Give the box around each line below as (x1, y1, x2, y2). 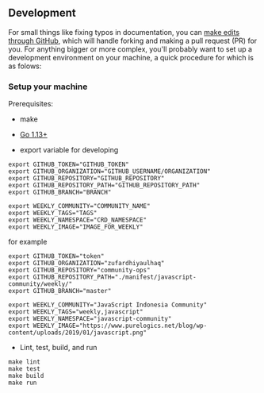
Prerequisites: (8, 99, 54, 109)
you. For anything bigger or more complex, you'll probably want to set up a (8, 44, 252, 54)
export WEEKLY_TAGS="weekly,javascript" (8, 308, 144, 316)
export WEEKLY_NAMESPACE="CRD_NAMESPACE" (8, 216, 147, 225)
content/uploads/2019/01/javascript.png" (8, 329, 147, 337)
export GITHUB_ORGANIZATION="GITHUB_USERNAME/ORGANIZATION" (8, 168, 212, 175)
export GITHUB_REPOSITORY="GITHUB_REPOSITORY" (8, 175, 165, 183)
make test (8, 365, 41, 373)
